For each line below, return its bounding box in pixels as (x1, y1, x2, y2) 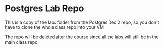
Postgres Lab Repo (5, 3, 84, 14)
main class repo (5, 39, 38, 45)
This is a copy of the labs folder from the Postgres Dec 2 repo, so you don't (5, 19, 159, 25)
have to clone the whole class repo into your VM (5, 24, 104, 30)
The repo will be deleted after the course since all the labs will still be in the (5, 34, 159, 40)
